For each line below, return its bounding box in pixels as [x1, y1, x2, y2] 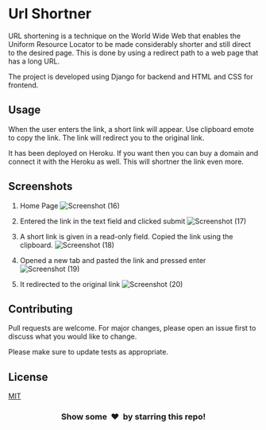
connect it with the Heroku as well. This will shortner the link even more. [8, 157, 245, 166]
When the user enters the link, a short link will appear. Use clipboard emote [8, 124, 254, 134]
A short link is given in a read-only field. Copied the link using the [19, 231, 233, 241]
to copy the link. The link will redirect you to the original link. [8, 133, 205, 142]
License [8, 370, 48, 384]
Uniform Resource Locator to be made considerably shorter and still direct [8, 39, 252, 48]
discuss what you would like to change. [8, 331, 137, 342]
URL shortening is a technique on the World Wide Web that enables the [8, 31, 241, 41]
